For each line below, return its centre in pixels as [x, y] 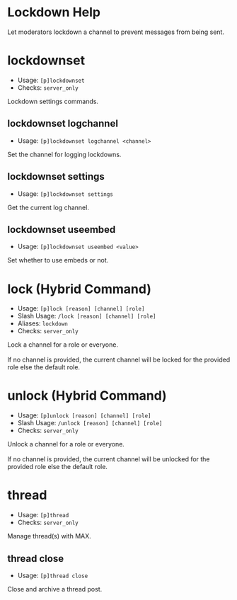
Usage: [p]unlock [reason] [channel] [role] [84, 415]
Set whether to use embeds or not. [58, 260]
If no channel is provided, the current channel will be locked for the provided [119, 360]
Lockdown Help [54, 12]
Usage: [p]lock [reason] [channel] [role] [81, 308]
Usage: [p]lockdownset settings [65, 194]
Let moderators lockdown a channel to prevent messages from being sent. [116, 32]
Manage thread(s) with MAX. [50, 536]
